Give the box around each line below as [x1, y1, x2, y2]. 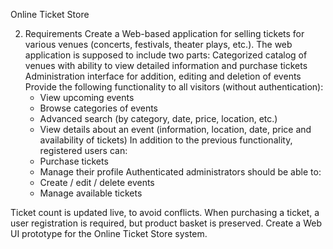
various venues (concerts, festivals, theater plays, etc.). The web [24, 39, 293, 50]
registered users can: [39, 145, 128, 156]
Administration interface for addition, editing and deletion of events [24, 70, 302, 82]
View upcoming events [39, 92, 135, 103]
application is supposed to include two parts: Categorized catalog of [24, 49, 308, 61]
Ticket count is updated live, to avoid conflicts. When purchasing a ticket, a [10, 207, 320, 218]
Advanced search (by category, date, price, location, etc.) [39, 113, 278, 124]
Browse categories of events [39, 102, 159, 114]
